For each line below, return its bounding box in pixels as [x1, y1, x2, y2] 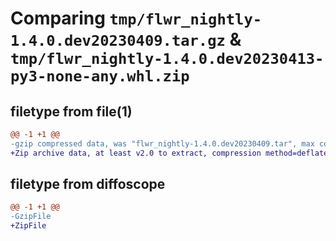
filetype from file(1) [10, 103, 133, 120]
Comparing [10, 7, 106, 30]
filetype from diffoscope [10, 176, 166, 193]
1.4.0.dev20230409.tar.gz [10, 32, 226, 51]
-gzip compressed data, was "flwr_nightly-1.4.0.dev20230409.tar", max [10, 138, 315, 149]
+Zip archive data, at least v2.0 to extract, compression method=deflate [10, 148, 329, 158]
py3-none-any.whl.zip [10, 67, 190, 86]
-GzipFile [10, 212, 52, 222]
